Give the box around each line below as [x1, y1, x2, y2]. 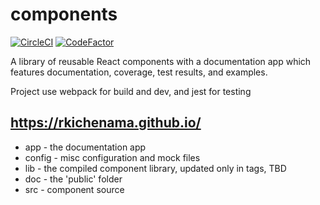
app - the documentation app [24, 141, 147, 153]
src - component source [24, 183, 125, 195]
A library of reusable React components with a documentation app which [10, 55, 312, 67]
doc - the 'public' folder [24, 173, 123, 185]
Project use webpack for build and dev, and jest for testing [10, 85, 252, 97]
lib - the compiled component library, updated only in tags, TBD [24, 162, 287, 174]
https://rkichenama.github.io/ [10, 114, 202, 132]
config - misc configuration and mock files [24, 151, 201, 163]
